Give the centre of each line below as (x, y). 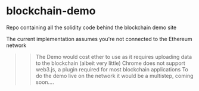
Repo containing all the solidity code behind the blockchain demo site (91, 27)
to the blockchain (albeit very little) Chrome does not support (111, 63)
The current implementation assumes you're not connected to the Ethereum (99, 39)
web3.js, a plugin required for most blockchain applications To (112, 69)
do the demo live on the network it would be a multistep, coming (114, 76)
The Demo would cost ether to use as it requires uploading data (114, 57)
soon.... (45, 82)
